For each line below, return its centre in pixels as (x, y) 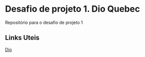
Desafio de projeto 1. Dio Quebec (72, 9)
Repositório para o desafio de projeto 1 (44, 22)
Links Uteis (22, 38)
